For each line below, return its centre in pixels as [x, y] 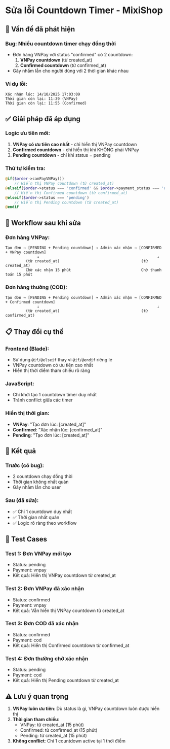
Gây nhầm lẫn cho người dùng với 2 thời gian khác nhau [71, 71]
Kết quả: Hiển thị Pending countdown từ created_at [66, 680]
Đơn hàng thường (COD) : [36, 287]
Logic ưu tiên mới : [28, 133]
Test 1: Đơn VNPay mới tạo [38, 554]
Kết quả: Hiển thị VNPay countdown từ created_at [64, 575]
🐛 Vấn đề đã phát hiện [40, 29]
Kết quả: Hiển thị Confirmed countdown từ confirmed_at [71, 645]
